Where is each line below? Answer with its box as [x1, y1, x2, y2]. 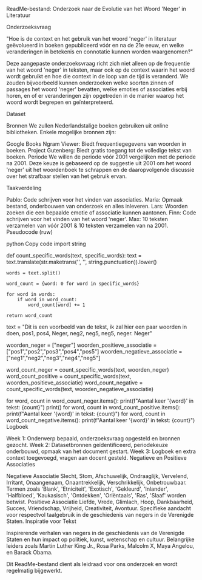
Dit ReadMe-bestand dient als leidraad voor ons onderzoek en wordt [6, 561, 178, 567]
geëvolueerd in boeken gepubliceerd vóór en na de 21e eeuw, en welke [6, 42, 184, 49]
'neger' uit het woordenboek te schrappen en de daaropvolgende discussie [6, 166, 195, 173]
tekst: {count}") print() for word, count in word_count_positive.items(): [6, 404, 181, 411]
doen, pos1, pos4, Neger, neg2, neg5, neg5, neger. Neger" [6, 330, 153, 336]
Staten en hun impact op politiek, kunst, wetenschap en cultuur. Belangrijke [6, 536, 195, 543]
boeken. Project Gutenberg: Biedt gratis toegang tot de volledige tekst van [6, 147, 192, 154]
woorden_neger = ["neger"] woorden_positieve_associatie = [6, 341, 157, 349]
